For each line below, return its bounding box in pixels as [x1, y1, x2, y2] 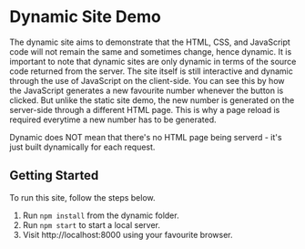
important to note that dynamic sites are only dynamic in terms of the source [9, 56, 297, 67]
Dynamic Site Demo [9, 6, 161, 27]
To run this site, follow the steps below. [9, 192, 157, 202]
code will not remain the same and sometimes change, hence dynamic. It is [9, 46, 292, 57]
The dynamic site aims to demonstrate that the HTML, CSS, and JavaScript [9, 36, 291, 47]
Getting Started [9, 168, 99, 183]
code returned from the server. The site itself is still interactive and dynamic [9, 66, 293, 77]
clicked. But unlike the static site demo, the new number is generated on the [9, 94, 295, 106]
